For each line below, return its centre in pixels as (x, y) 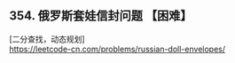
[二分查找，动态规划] (47, 39)
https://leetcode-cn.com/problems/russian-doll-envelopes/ (117, 49)
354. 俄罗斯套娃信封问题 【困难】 (101, 16)
